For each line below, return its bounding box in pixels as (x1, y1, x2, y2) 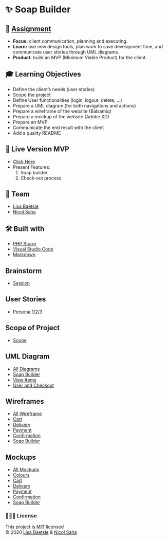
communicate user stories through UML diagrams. (12, 49, 120, 55)
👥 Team (5, 190, 30, 199)
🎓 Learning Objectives (5, 70, 81, 79)
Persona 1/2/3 (12, 309, 43, 315)
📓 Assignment (5, 24, 51, 33)
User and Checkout (12, 382, 54, 388)
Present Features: (12, 164, 50, 170)
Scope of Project (5, 323, 60, 332)
